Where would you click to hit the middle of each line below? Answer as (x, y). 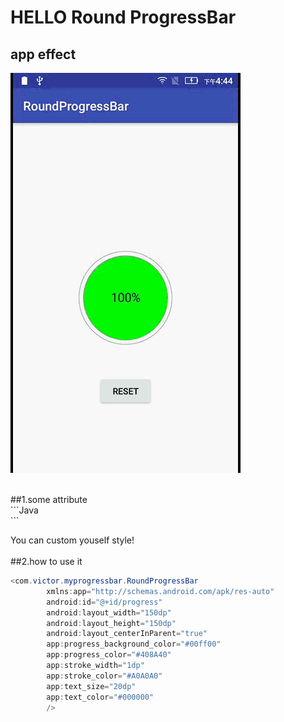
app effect (43, 54)
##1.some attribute (49, 499)
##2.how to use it (46, 561)
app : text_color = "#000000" (100, 697)
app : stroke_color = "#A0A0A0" (104, 676)
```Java (24, 510)
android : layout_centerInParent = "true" (127, 634)
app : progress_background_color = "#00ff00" (134, 644)
